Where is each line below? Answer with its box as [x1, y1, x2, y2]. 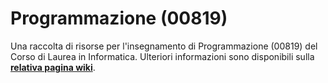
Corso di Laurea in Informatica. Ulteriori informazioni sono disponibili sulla [10, 50, 315, 62]
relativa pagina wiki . [10, 61, 96, 73]
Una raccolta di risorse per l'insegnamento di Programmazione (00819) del [10, 40, 318, 52]
